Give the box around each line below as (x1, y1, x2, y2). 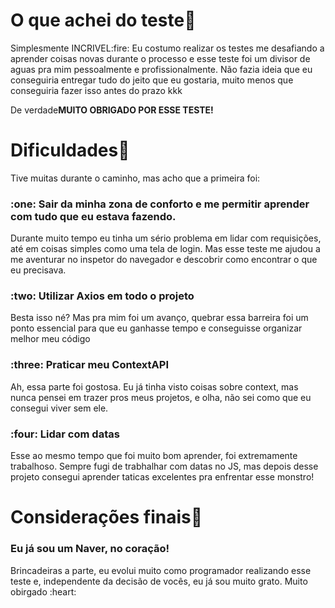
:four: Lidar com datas (10, 427, 120, 441)
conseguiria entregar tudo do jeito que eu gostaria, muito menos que (10, 74, 294, 86)
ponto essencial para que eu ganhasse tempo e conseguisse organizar (10, 322, 303, 334)
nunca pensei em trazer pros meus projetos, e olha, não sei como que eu (10, 391, 312, 403)
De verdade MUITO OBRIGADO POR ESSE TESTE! (10, 104, 214, 116)
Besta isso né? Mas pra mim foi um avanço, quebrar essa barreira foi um (10, 312, 309, 324)
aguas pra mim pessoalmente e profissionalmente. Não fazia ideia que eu (10, 63, 313, 75)
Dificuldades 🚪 (10, 139, 130, 162)
